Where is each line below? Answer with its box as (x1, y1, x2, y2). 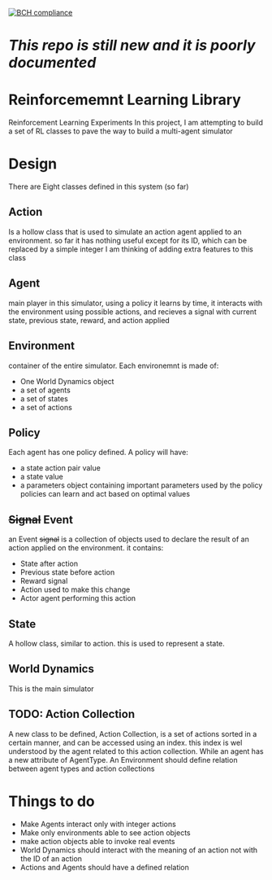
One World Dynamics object (19, 376, 114, 386)
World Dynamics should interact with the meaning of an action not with (19, 845, 258, 855)
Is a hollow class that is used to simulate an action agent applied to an (8, 226, 242, 236)
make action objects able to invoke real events (19, 836, 176, 846)
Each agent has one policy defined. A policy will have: (8, 448, 188, 458)
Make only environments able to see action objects (19, 827, 191, 838)
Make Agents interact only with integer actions (19, 819, 176, 829)
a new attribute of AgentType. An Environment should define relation (8, 755, 238, 764)
